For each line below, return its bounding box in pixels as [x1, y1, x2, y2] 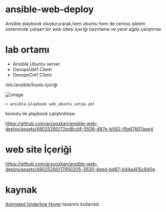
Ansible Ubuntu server [12, 60, 60, 67]
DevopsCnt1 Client [12, 72, 52, 78]
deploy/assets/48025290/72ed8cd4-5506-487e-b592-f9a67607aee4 [5, 125, 154, 132]
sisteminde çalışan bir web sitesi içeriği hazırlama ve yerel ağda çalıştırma [5, 26, 161, 32]
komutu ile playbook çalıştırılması [5, 110, 75, 116]
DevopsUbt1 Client [12, 66, 52, 72]
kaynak [5, 184, 37, 196]
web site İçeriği [5, 144, 72, 156]
